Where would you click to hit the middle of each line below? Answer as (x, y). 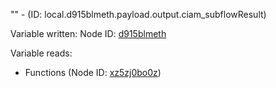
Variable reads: (41, 53)
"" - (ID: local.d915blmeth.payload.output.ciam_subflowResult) (138, 14)
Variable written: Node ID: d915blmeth (88, 33)
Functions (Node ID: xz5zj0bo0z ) (93, 72)
